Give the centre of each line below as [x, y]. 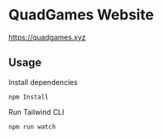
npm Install [28, 97]
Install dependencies [43, 82]
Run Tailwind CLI [36, 112]
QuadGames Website [81, 15]
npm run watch [32, 127]
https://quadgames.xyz [47, 37]
